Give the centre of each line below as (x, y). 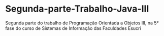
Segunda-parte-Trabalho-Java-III (77, 9)
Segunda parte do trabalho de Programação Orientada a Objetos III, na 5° (82, 23)
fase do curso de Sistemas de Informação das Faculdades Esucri (73, 28)
